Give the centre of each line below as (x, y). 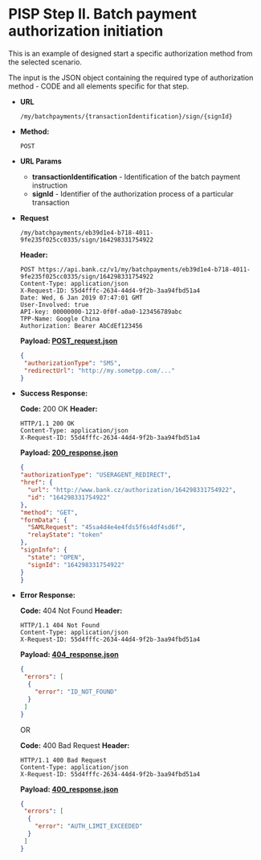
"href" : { (37, 483)
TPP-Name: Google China (60, 319)
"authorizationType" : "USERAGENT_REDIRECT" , (96, 475)
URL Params (41, 161)
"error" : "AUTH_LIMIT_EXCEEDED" (89, 826)
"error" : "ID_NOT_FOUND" (76, 692)
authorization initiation (86, 31)
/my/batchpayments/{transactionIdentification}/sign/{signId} (126, 116)
